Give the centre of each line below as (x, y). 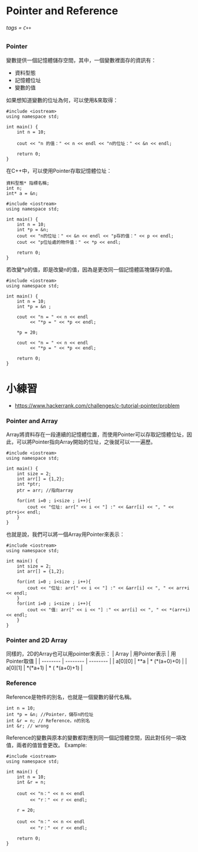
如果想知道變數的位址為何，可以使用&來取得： (62, 100)
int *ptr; (29, 484)
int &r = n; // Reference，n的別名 (48, 721)
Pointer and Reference (62, 11)
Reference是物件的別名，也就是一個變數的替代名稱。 (70, 697)
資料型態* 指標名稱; (28, 183)
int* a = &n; (22, 193)
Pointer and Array (32, 421)
